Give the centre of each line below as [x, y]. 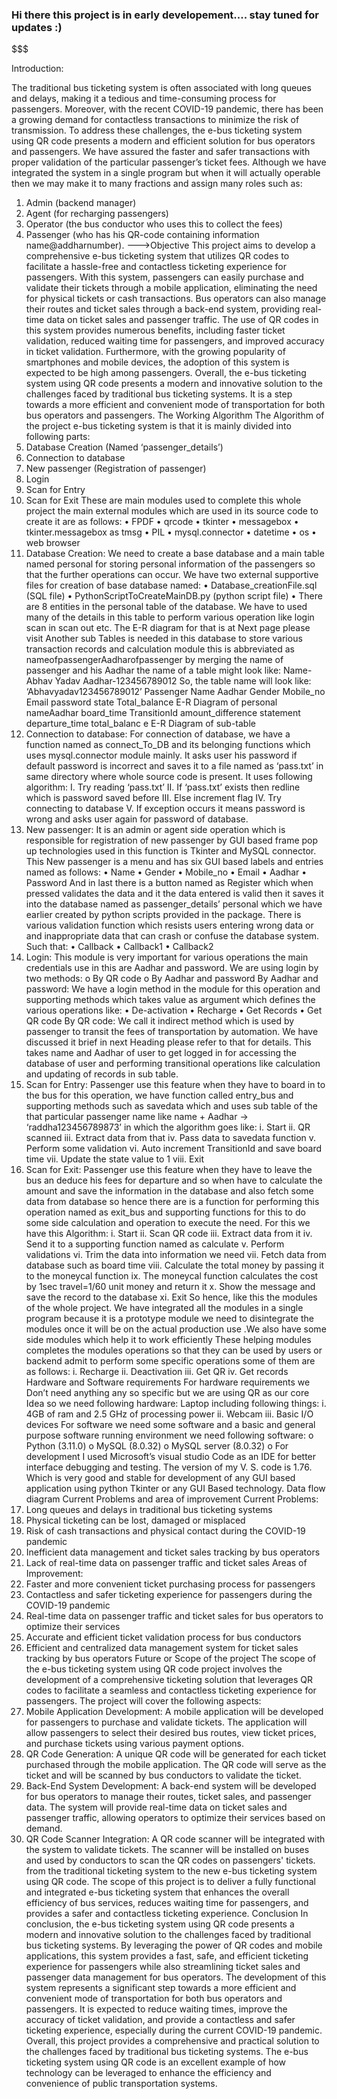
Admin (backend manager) [81, 203]
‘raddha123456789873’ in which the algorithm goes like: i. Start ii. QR [168, 1127]
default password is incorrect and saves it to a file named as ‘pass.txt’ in [174, 766]
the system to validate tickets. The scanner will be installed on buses [167, 1850]
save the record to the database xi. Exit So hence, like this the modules [171, 1297]
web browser [53, 543]
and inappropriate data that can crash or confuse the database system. [172, 936]
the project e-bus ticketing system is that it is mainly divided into [158, 426]
